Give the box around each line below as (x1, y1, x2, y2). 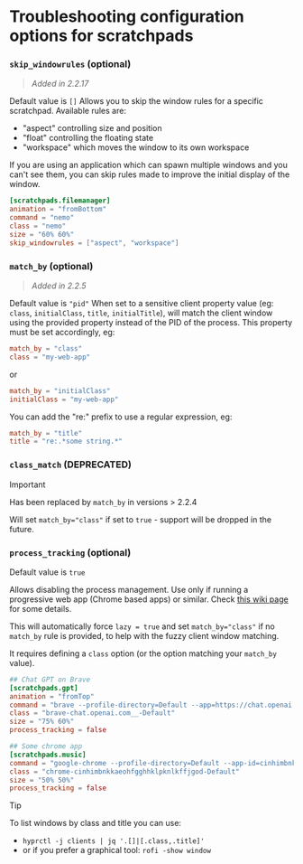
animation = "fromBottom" (9, 205, 106, 214)
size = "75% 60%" (9, 717, 75, 727)
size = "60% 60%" (9, 230, 75, 239)
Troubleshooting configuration (9, 6, 245, 27)
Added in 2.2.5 (31, 280, 87, 291)
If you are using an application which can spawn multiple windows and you (9, 160, 289, 171)
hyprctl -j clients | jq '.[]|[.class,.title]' (22, 837, 205, 846)
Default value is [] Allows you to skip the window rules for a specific (9, 96, 264, 107)
